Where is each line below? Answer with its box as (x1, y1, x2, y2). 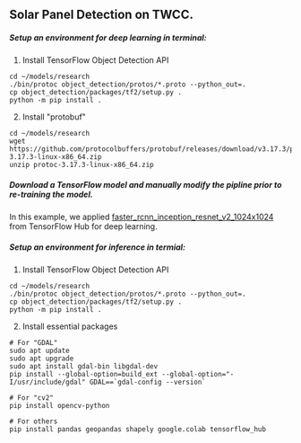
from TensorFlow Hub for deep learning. (9, 221, 159, 232)
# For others (9, 417, 58, 426)
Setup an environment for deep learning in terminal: (9, 31, 208, 43)
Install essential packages (21, 321, 118, 332)
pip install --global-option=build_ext (9, 370, 159, 379)
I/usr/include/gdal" (9, 377, 87, 387)
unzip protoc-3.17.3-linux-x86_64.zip (9, 161, 154, 170)
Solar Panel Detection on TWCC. (9, 7, 194, 22)
